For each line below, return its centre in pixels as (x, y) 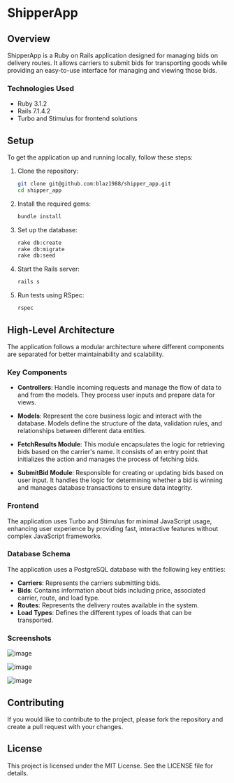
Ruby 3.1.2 (32, 104)
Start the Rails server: (49, 269)
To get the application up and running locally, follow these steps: (100, 157)
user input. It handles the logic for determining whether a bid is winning (120, 480)
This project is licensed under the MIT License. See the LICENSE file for (110, 766)
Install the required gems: (54, 204)
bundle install (39, 216)
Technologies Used (41, 88)
